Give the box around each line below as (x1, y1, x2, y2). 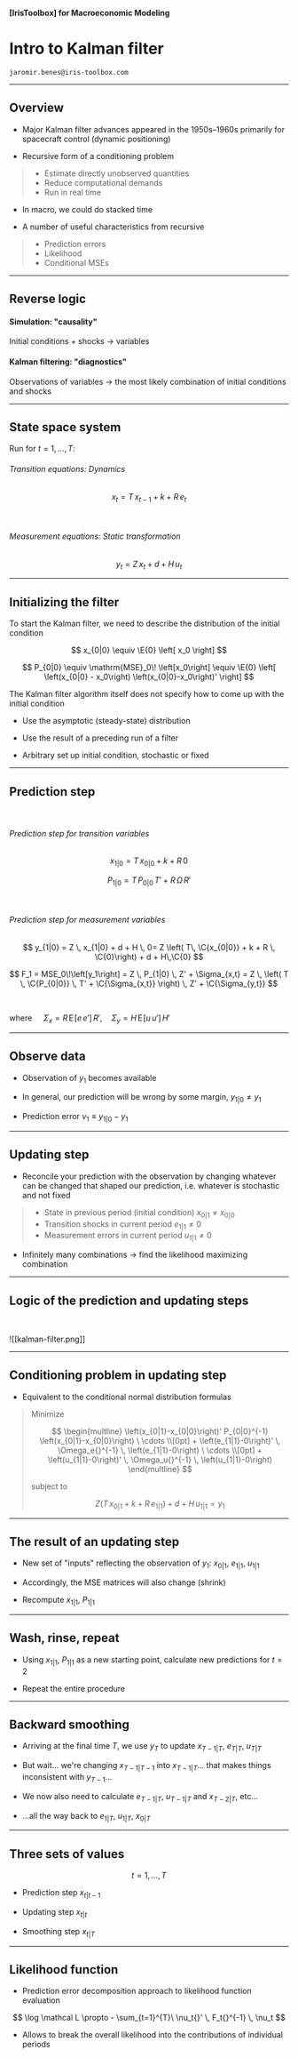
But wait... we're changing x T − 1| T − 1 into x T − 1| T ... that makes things (21, 1760, 272, 1773)
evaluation (21, 1995, 60, 2006)
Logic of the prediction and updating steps (9, 1293, 249, 1308)
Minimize (30, 1408, 65, 1419)
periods (21, 2039, 51, 2050)
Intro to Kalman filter (9, 39, 164, 59)
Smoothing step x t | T (21, 1926, 96, 1939)
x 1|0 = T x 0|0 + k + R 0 (109, 855, 189, 868)
